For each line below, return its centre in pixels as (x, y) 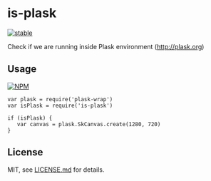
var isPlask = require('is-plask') (60, 105)
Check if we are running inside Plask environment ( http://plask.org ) (106, 46)
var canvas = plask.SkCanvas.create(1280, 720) (89, 124)
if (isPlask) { (30, 118)
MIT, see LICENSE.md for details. (56, 170)
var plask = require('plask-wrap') (60, 99)
